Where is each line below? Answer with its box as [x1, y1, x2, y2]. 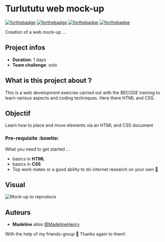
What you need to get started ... [5, 146, 70, 152]
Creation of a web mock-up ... [5, 29, 66, 35]
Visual [5, 181, 26, 189]
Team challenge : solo [12, 62, 57, 68]
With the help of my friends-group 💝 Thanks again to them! [5, 231, 125, 237]
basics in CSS [12, 161, 41, 167]
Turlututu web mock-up [5, 3, 105, 14]
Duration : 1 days [12, 57, 46, 63]
